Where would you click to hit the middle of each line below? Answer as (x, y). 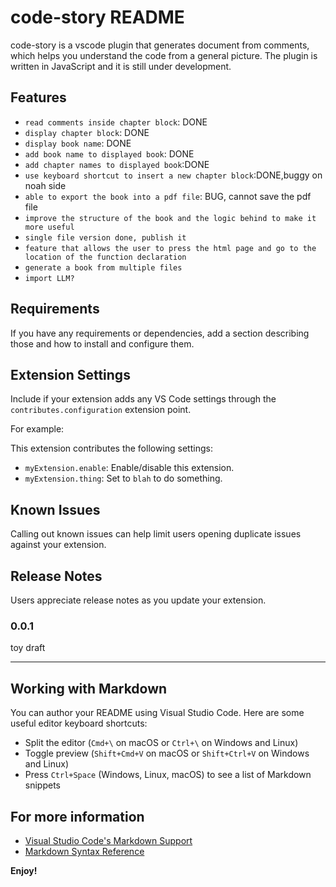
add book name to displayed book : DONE (109, 153)
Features (38, 97)
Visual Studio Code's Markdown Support (108, 840)
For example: (37, 429)
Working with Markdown (89, 688)
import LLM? (49, 278)
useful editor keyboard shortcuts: (79, 723)
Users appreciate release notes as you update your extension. (138, 600)
